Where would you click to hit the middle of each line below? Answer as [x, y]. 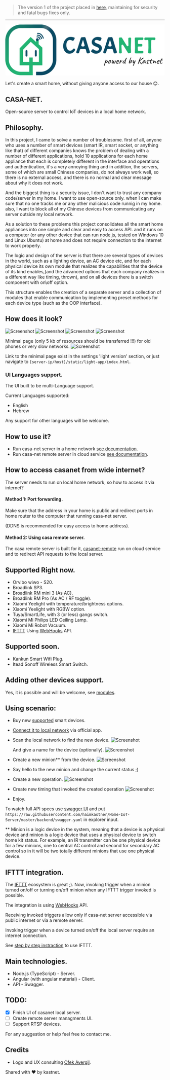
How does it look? [34, 319]
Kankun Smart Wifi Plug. [38, 659]
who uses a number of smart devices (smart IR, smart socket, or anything [82, 145]
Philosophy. [25, 128]
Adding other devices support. [55, 680]
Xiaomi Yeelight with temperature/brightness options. [68, 604]
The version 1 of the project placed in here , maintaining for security [88, 7]
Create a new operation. [38, 779]
